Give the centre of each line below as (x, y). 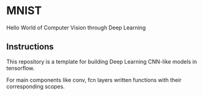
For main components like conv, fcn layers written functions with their (94, 79)
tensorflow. (20, 68)
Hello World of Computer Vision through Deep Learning (76, 28)
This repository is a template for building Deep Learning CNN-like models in (102, 61)
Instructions (30, 47)
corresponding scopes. (36, 86)
